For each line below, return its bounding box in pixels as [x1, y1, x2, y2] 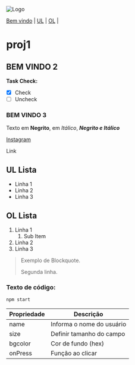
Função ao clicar [50, 349, 97, 357]
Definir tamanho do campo [50, 330, 125, 338]
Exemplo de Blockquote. [20, 257, 81, 264]
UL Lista [6, 164, 37, 175]
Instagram [6, 136, 31, 143]
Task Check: [6, 77, 38, 85]
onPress [9, 349, 33, 357]
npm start [6, 297, 31, 303]
